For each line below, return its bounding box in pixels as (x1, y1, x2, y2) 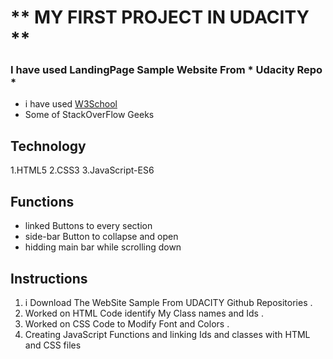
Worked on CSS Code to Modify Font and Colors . (24, 317, 230, 330)
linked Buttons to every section (24, 220, 153, 232)
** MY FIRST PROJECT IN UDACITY (10, 6, 310, 29)
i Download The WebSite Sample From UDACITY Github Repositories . (24, 296, 313, 308)
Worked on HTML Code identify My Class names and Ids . (24, 307, 264, 319)
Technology (10, 137, 87, 155)
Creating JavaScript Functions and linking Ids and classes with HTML (24, 328, 311, 340)
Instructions (10, 270, 88, 287)
